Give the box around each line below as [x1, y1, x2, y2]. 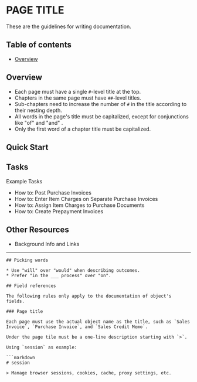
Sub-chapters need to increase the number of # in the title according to [14, 100, 187, 107]
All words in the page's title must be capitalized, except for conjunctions [14, 112, 189, 120]
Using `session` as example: [6, 344, 77, 350]
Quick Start [6, 142, 49, 152]
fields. [6, 298, 25, 304]
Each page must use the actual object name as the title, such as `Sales [6, 319, 191, 325]
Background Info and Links [14, 240, 80, 247]
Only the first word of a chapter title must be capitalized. [14, 125, 151, 132]
